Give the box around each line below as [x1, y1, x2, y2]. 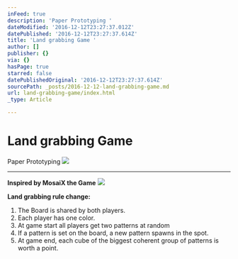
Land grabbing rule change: [7, 192, 91, 201]
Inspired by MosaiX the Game [7, 178, 96, 187]
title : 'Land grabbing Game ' [7, 37, 97, 44]
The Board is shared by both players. [17, 206, 126, 214]
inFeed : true [7, 10, 46, 18]
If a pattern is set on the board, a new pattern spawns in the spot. [17, 228, 209, 237]
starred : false [7, 70, 52, 77]
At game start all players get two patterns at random [17, 221, 170, 229]
